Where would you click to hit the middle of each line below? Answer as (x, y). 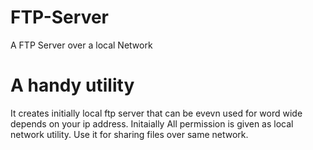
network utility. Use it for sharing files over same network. (129, 134)
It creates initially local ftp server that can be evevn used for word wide (156, 113)
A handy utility (72, 85)
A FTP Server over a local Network (81, 45)
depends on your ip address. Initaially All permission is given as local (152, 123)
